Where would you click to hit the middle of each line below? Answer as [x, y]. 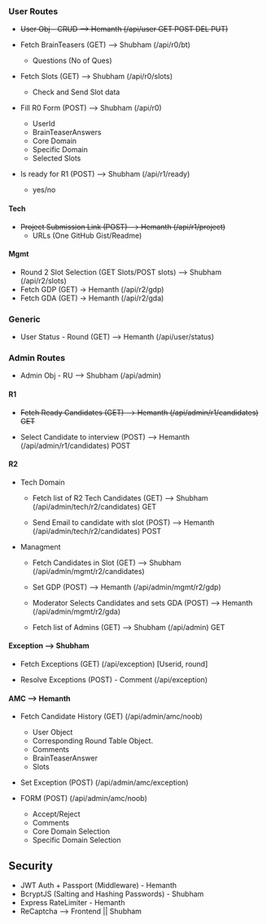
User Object [53, 732]
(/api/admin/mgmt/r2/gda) [76, 611]
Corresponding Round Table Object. [92, 741]
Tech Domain [42, 482]
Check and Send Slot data [76, 92]
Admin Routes [37, 357]
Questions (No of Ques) [72, 61]
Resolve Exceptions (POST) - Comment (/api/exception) [114, 679]
